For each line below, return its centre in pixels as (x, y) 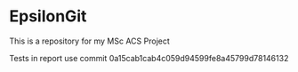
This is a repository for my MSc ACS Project (90, 41)
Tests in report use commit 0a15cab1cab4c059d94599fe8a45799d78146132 (149, 58)
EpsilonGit (48, 16)
